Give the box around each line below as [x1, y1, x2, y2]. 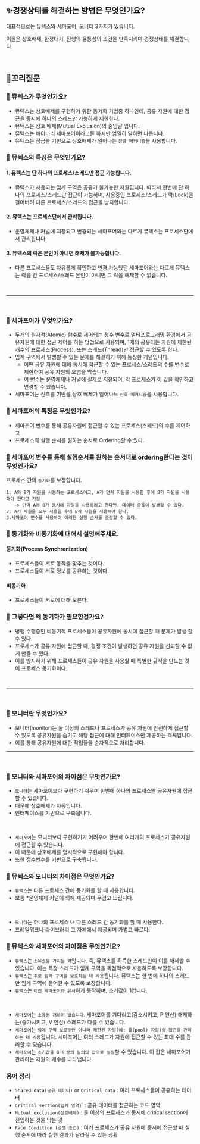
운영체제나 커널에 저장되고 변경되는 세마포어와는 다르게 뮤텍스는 [14, 227, 163, 235]
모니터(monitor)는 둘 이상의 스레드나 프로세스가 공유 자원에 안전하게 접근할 [14, 724, 189, 731]
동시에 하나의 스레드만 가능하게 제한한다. [26, 115, 120, 122]
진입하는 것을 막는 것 [14, 1117, 63, 1124]
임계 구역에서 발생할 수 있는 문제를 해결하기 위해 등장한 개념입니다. [14, 354, 169, 361]
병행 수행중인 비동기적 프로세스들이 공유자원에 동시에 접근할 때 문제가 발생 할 [14, 627, 193, 634]
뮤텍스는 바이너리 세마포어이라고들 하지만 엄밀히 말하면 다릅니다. [14, 130, 165, 137]
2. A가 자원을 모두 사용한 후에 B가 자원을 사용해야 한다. [6, 508, 129, 514]
